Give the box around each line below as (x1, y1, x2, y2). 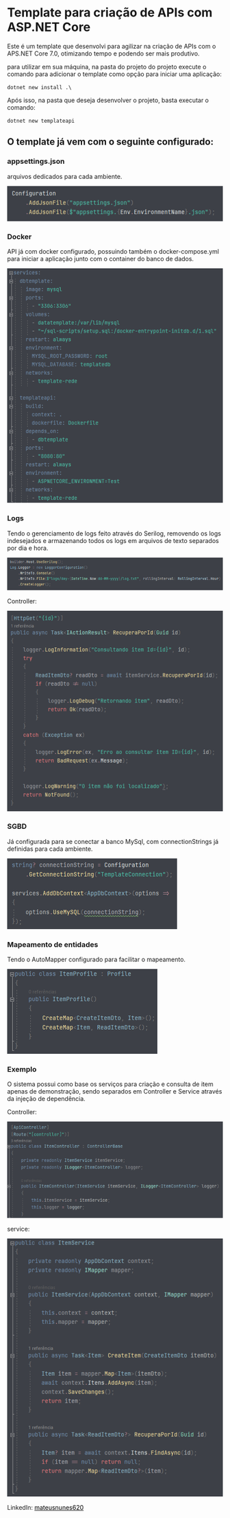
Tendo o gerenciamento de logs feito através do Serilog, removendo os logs (7, 529, 221, 538)
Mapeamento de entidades (7, 939, 99, 949)
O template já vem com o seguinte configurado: (7, 136, 214, 148)
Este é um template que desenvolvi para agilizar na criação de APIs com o (7, 42, 216, 50)
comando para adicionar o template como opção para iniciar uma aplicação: (7, 70, 222, 78)
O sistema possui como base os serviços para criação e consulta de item (7, 1080, 214, 1088)
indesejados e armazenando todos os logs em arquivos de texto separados (7, 536, 219, 544)
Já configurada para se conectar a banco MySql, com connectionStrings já (7, 837, 219, 845)
